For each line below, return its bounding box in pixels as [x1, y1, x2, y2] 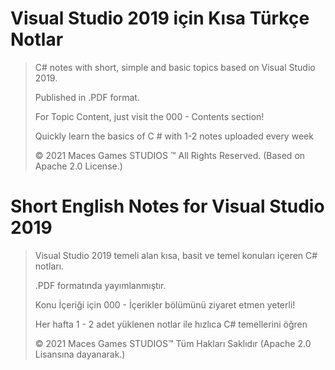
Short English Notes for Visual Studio [10, 195, 325, 218]
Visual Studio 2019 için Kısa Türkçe [10, 7, 310, 30]
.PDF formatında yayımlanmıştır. [34, 279, 167, 291]
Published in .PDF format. [34, 91, 140, 103]
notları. [34, 260, 65, 272]
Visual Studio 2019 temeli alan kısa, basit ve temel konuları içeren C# [34, 249, 318, 261]
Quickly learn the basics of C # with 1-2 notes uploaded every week [34, 130, 314, 142]
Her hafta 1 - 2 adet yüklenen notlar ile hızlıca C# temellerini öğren [34, 318, 308, 330]
